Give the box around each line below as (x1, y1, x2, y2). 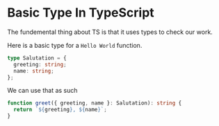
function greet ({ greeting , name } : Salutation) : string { (7, 100, 182, 107)
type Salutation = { (7, 54, 67, 62)
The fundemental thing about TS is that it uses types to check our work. (7, 28, 213, 36)
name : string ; (13, 67, 54, 74)
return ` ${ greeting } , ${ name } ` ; (13, 106, 108, 114)
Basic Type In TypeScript (7, 5, 154, 21)
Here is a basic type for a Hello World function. (7, 41, 143, 49)
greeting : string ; (13, 61, 67, 68)
